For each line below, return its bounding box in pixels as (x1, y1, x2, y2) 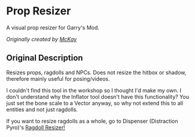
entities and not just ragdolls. (6, 106, 78, 113)
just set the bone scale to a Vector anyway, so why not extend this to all (6, 99, 184, 106)
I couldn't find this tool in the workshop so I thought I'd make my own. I (6, 87, 182, 94)
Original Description (6, 53, 83, 63)
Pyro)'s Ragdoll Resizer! (6, 124, 65, 131)
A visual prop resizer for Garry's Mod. (6, 24, 100, 31)
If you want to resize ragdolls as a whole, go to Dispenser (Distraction (6, 117, 178, 124)
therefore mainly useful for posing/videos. (6, 75, 110, 82)
